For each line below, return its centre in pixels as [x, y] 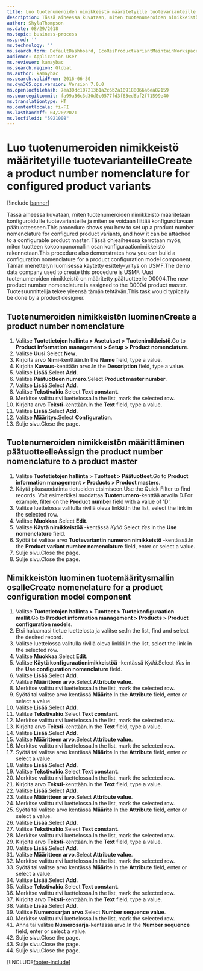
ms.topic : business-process [42, 34]
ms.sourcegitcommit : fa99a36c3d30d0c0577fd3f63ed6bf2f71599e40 [88, 96]
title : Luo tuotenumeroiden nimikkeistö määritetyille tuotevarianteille [101, 12]
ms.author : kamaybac [33, 73]
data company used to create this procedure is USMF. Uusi [80, 272]
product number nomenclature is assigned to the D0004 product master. [97, 285]
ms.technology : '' [30, 46]
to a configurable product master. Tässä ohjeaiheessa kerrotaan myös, [94, 240]
